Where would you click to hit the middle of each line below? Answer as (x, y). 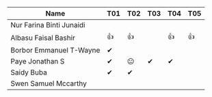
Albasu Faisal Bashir (43, 38)
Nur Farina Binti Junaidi (48, 25)
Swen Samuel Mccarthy (49, 83)
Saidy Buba (29, 72)
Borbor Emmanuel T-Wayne (55, 50)
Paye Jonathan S (38, 61)
